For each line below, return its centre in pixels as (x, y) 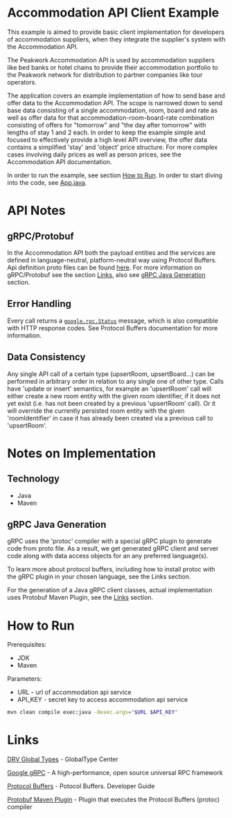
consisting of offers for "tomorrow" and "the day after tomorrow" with (107, 125)
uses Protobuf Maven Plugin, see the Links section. (80, 598)
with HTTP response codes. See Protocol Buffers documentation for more (113, 328)
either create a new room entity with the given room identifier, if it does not (114, 395)
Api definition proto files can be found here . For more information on (105, 267)
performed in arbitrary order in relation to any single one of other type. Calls (115, 381)
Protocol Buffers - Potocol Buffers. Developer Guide (81, 786)
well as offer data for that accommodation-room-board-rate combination (111, 117)
